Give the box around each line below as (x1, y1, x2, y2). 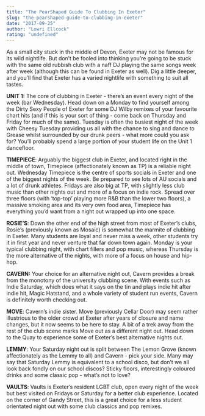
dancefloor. (6, 144, 35, 152)
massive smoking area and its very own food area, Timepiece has (6, 202, 171, 209)
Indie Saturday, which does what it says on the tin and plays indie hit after (6, 283, 191, 291)
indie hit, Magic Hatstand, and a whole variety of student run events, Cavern (6, 290, 198, 297)
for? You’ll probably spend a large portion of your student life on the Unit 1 (6, 138, 192, 145)
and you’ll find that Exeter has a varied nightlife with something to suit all (6, 74, 189, 82)
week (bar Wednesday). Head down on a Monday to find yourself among (6, 99, 190, 107)
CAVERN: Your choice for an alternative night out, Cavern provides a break (6, 270, 195, 278)
